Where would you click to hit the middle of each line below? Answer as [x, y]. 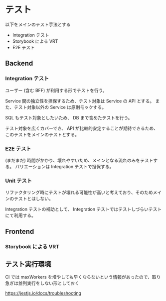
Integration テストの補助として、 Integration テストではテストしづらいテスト [83, 209]
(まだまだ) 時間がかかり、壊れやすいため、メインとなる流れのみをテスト [79, 160]
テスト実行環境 [28, 264]
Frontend [20, 231]
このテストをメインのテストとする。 [42, 134]
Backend [19, 63]
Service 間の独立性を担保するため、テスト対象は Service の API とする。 [80, 101]
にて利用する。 [20, 215]
